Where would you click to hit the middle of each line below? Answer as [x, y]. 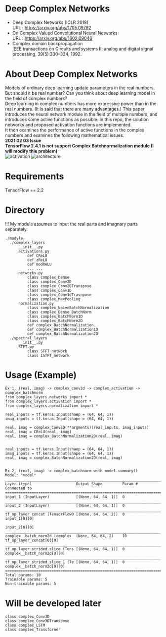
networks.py [30, 273]
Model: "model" [21, 475]
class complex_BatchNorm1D [55, 316]
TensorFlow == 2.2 [24, 190]
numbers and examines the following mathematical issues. [65, 135]
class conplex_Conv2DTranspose [59, 286]
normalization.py [36, 303]
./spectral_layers [29, 338]
